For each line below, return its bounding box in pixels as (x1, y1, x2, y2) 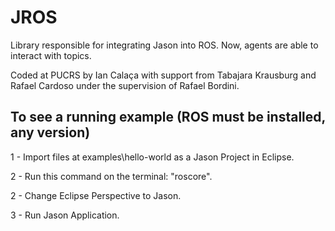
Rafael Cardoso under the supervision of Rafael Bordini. (10, 79, 240, 91)
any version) (10, 124, 91, 141)
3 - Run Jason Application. (10, 209, 120, 221)
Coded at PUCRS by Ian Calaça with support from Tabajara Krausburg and (10, 69, 317, 81)
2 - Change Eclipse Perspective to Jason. (10, 189, 182, 201)
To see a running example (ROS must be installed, (10, 109, 326, 126)
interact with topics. (10, 49, 92, 61)
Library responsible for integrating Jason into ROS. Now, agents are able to (10, 39, 319, 51)
